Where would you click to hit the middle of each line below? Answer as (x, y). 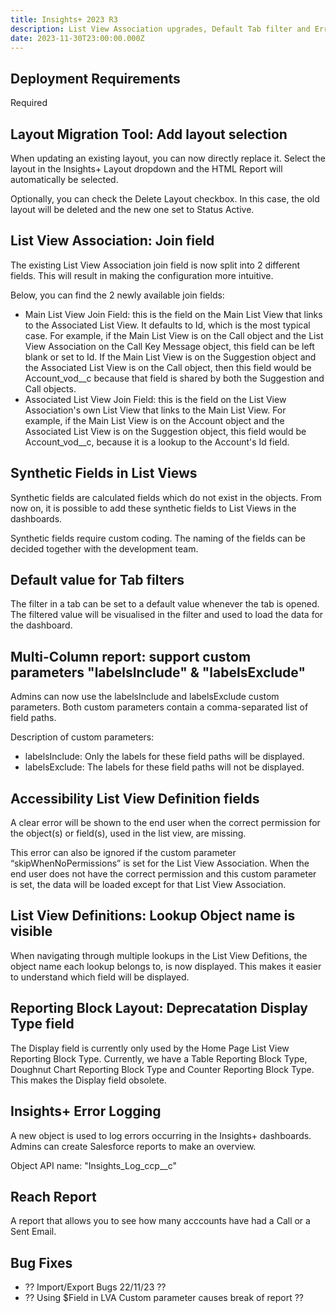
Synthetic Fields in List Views (104, 473)
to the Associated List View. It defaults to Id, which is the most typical (167, 325)
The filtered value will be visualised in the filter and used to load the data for (167, 615)
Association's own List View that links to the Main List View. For (155, 410)
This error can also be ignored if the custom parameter (123, 853)
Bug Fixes (41, 1262)
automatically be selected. (64, 179)
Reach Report (53, 1196)
